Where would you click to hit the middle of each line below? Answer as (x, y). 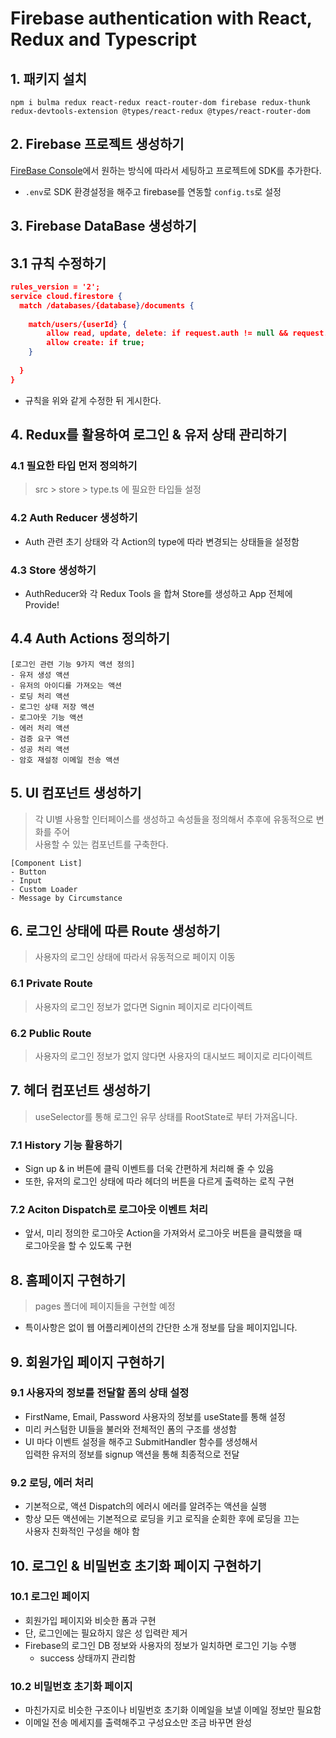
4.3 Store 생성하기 (53, 570)
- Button (28, 872)
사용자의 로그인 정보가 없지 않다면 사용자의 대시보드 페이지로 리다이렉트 (173, 1056)
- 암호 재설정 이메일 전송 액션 (65, 760)
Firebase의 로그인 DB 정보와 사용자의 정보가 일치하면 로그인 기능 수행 (160, 1645)
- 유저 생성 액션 (40, 675)
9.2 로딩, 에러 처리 (52, 1482)
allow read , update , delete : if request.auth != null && (167, 333)
